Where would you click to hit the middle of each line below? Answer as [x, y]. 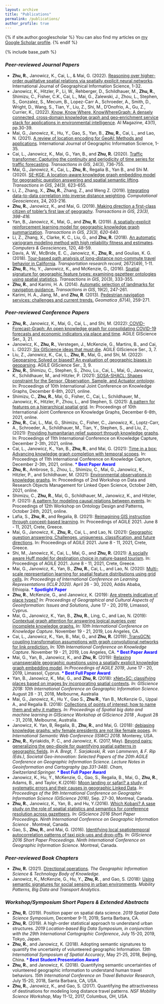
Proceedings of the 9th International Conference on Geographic [77, 793]
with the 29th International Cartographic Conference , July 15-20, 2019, [84, 934]
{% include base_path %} [31, 52]
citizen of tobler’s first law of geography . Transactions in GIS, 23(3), [81, 211]
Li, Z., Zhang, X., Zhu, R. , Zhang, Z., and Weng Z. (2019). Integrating [81, 190]
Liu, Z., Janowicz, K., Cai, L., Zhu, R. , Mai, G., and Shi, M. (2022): [78, 355]
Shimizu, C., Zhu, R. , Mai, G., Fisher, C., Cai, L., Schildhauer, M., [76, 396]
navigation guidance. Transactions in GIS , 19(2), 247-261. [70, 289]
